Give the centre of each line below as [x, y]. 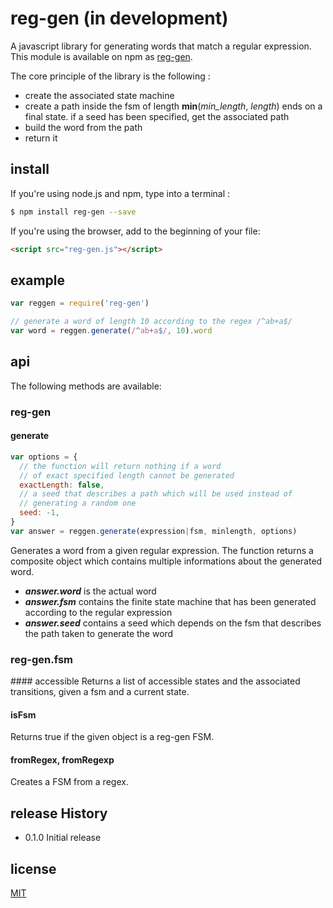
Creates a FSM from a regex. [69, 782]
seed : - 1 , [39, 513]
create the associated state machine [99, 95]
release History [59, 813]
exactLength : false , [62, 485]
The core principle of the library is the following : [110, 76]
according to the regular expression [98, 612]
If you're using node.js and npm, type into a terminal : [120, 193]
